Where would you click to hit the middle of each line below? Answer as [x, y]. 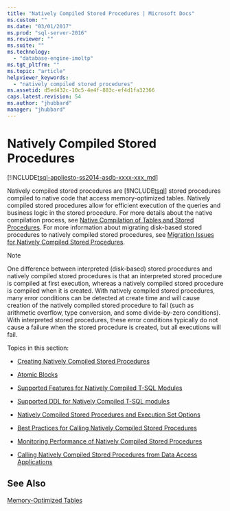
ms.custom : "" [27, 20]
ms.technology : [29, 52]
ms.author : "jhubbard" [39, 103]
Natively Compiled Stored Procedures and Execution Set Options [108, 415]
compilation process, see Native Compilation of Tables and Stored [101, 220]
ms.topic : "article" [37, 71]
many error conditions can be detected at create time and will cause [104, 298]
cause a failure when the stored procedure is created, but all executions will [114, 327]
